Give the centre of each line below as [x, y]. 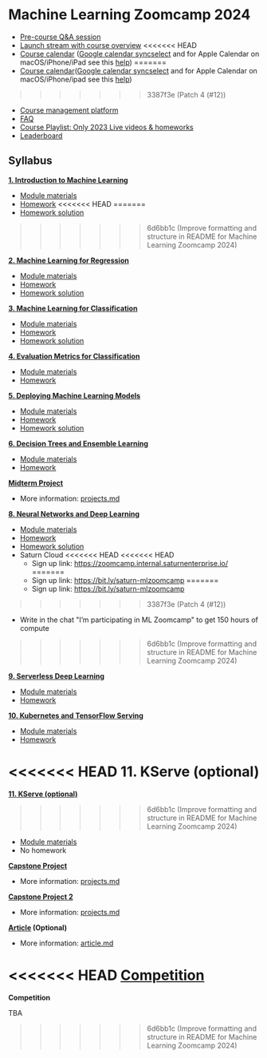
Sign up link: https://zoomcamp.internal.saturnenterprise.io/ [130, 563]
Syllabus [31, 161]
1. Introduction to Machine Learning [69, 180]
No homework [43, 850]
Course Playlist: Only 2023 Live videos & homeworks [106, 127]
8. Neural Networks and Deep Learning [74, 513]
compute [34, 628]
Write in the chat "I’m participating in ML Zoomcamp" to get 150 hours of [139, 620]
